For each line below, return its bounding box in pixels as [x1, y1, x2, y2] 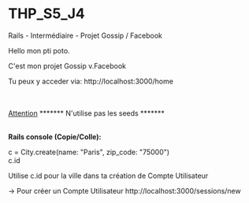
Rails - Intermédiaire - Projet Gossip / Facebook [8, 31, 163, 40]
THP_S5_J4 [8, 5, 85, 23]
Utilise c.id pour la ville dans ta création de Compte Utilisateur [8, 171, 209, 180]
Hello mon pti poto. [8, 46, 70, 55]
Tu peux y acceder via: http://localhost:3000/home [8, 76, 173, 86]
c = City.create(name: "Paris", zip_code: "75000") [8, 147, 170, 157]
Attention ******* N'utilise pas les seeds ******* [8, 108, 165, 118]
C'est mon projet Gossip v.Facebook [8, 61, 127, 71]
